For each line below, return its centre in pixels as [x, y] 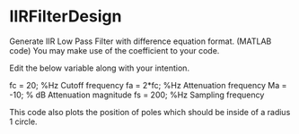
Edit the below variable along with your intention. [100, 68]
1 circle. [23, 121]
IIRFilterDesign [66, 17]
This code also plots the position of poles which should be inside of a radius [150, 112]
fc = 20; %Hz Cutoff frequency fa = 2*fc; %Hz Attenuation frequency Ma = [148, 85]
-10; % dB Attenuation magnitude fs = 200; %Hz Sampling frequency [137, 95]
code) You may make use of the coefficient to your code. [114, 50]
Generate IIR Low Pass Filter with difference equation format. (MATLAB [141, 41]
